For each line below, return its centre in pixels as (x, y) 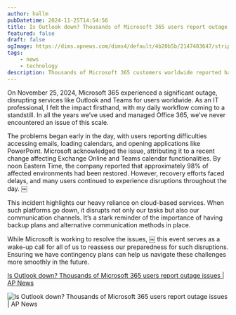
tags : (15, 53)
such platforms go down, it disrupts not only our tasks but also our (103, 210)
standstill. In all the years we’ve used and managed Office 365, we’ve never (117, 115)
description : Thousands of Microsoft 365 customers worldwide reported (114, 72)
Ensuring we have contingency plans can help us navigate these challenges (117, 254)
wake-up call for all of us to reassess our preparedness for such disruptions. (118, 247)
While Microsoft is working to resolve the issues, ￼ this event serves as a (114, 239)
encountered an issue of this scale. (58, 122)
